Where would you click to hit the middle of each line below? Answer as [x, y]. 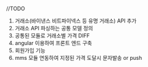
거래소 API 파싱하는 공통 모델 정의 [54, 28]
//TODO [16, 9]
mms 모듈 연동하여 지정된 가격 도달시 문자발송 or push [78, 58]
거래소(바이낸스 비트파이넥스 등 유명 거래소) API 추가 [75, 21]
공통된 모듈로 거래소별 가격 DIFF [52, 36]
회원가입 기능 [30, 50]
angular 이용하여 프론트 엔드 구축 [53, 43]
